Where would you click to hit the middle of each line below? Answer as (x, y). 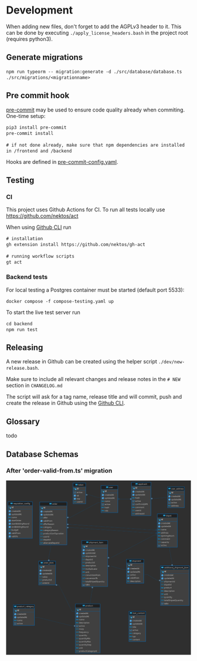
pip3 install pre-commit (36, 127)
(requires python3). (29, 39)
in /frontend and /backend (39, 151)
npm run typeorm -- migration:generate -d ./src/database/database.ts (94, 72)
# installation (25, 239)
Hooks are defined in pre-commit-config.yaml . (62, 161)
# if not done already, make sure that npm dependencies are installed (95, 145)
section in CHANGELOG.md (34, 386)
